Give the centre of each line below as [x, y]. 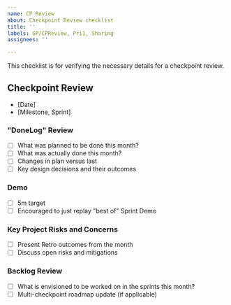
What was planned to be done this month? [78, 146]
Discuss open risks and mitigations [67, 253]
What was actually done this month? [69, 153]
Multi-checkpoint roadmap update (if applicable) [87, 294]
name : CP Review [31, 14]
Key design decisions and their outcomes [77, 169]
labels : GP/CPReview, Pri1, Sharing [60, 33]
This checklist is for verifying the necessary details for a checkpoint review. [116, 66]
